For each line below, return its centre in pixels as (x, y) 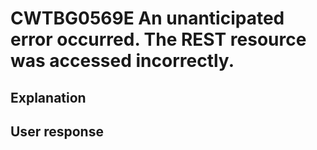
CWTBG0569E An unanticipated (147, 18)
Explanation (48, 97)
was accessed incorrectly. (122, 61)
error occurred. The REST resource (158, 39)
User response (57, 131)
